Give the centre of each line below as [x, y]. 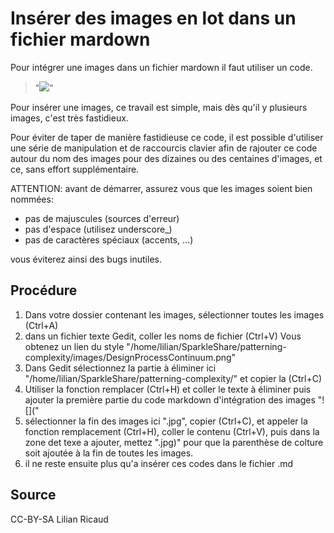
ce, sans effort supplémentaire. [75, 169]
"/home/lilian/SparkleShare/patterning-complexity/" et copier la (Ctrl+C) [173, 378]
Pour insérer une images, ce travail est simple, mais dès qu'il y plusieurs [159, 107]
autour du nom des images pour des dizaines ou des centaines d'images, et [166, 158]
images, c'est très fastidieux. [69, 118]
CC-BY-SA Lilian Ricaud [59, 519]
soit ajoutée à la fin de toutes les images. [109, 453]
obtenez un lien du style [74, 346]
